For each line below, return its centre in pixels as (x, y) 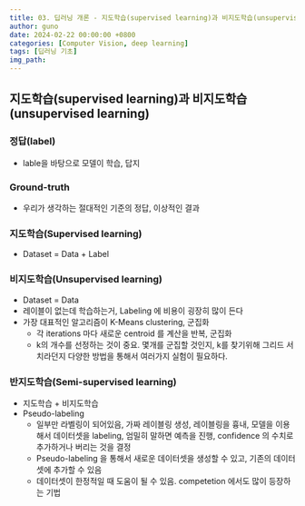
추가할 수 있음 (78, 470)
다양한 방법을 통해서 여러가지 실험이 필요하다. (148, 356)
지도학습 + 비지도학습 (60, 403)
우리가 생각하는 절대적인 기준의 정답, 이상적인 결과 (111, 208)
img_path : (28, 60)
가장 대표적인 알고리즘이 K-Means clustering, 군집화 (116, 322)
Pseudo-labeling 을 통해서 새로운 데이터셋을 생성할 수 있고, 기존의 (154, 458)
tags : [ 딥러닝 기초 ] (44, 52)
